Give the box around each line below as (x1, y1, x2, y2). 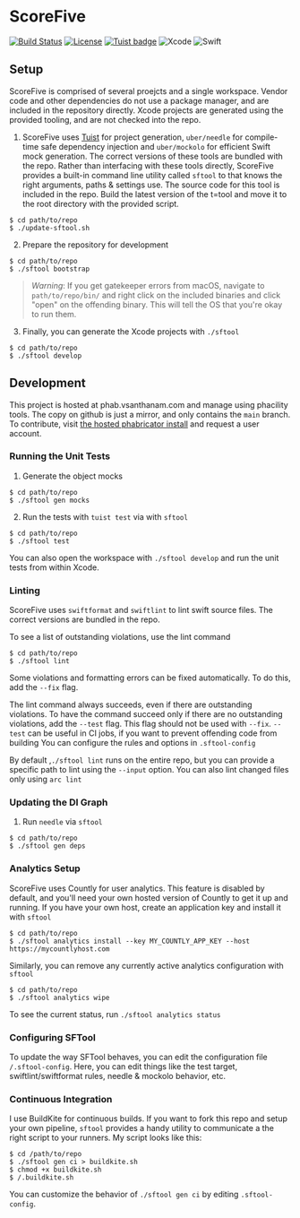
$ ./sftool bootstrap (9, 264, 90, 273)
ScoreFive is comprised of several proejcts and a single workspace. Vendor (9, 85, 288, 96)
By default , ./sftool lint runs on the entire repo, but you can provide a (9, 755, 275, 765)
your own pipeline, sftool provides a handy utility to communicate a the (9, 1123, 275, 1134)
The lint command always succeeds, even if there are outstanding (9, 699, 253, 710)
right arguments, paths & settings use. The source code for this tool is (21, 179, 280, 190)
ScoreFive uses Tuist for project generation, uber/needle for (21, 132, 244, 143)
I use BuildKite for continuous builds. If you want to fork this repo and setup (9, 1113, 288, 1124)
